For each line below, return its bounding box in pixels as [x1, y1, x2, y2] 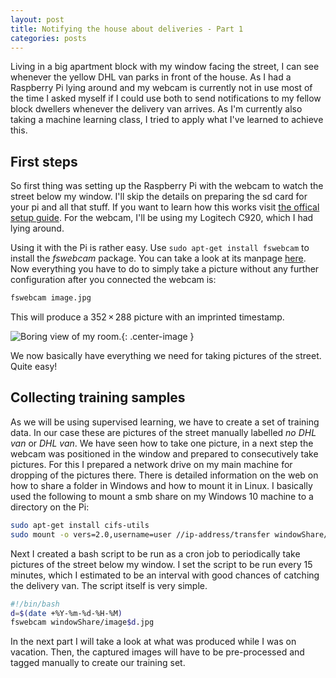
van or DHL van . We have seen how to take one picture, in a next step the [10, 437, 314, 449]
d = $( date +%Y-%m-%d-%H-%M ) [10, 608, 123, 618]
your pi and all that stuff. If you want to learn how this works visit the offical [10, 201, 320, 213]
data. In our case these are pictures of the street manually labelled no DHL [10, 426, 317, 438]
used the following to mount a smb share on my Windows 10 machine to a [10, 490, 314, 502]
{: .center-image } [121, 331, 195, 343]
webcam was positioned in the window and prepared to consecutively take [10, 447, 319, 460]
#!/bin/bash [10, 599, 60, 609]
